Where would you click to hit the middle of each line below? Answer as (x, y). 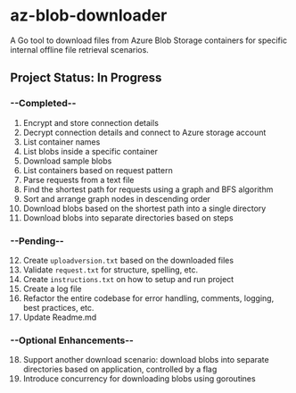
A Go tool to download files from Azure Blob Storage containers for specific (149, 40)
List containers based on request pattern (98, 170)
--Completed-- (43, 104)
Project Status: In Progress (86, 78)
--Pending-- (37, 240)
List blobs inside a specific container (90, 151)
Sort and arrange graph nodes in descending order (116, 198)
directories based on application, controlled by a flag (120, 369)
